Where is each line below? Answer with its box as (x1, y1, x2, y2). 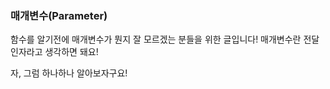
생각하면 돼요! (44, 46, 99, 58)
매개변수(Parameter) (10, 8, 108, 22)
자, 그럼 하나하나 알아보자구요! (10, 67, 128, 79)
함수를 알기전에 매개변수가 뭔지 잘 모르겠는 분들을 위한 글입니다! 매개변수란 (10, 33, 302, 46)
